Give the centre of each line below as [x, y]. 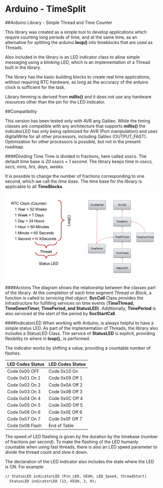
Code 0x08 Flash [24, 425]
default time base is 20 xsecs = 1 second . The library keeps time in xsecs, [79, 161]
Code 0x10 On [63, 371]
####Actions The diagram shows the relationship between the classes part [80, 288]
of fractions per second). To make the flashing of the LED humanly [72, 442]
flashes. [13, 353]
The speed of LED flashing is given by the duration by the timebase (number [81, 436]
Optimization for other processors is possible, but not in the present [73, 141]
